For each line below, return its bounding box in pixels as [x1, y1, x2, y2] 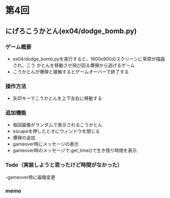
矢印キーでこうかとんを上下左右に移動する [12, 95, 102, 101]
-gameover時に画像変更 [5, 174, 56, 180]
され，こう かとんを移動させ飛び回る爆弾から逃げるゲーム [12, 62, 135, 68]
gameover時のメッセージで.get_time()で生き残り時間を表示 [12, 147, 137, 153]
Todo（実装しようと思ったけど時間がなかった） [5, 162, 123, 169]
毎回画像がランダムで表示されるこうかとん [12, 122, 103, 128]
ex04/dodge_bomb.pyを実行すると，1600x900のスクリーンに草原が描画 [12, 56, 165, 62]
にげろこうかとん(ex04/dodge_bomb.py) [5, 27, 137, 35]
